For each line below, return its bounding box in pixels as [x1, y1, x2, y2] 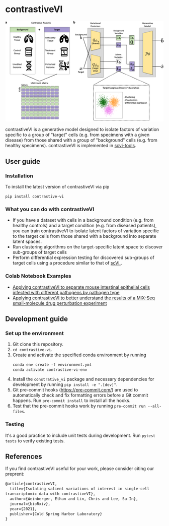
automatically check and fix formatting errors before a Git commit [12, 392, 148, 399]
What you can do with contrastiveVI [5, 206, 95, 213]
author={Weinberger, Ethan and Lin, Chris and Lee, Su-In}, [10, 496, 138, 502]
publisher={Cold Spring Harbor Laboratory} [10, 511, 102, 517]
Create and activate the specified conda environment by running [12, 352, 147, 358]
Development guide [5, 315, 68, 323]
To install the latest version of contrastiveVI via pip [5, 184, 110, 190]
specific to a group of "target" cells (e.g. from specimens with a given [5, 132, 150, 138]
